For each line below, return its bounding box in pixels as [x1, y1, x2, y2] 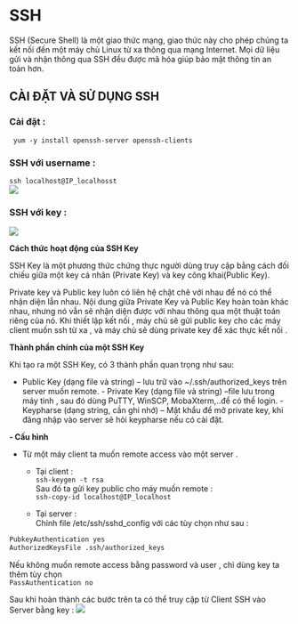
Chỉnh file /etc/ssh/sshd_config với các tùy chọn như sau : [35, 518, 249, 529]
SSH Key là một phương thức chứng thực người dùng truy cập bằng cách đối [9, 260, 289, 271]
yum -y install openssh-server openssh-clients [12, 135, 193, 145]
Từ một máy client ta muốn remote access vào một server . [21, 449, 238, 459]
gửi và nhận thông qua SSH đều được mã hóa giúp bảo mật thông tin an [9, 53, 272, 64]
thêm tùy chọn [9, 569, 62, 579]
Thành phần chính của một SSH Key [9, 342, 145, 353]
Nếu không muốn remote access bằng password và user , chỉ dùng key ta [9, 559, 280, 570]
